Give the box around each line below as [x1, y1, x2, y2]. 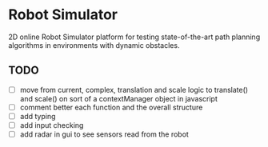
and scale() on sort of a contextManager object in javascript [19, 93, 218, 103]
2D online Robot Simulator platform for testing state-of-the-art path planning [8, 32, 261, 42]
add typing [19, 111, 56, 121]
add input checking [19, 120, 84, 129]
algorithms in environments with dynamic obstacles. [8, 40, 180, 50]
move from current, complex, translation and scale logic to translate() [19, 85, 249, 94]
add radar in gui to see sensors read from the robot [19, 129, 190, 139]
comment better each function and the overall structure [19, 102, 203, 112]
